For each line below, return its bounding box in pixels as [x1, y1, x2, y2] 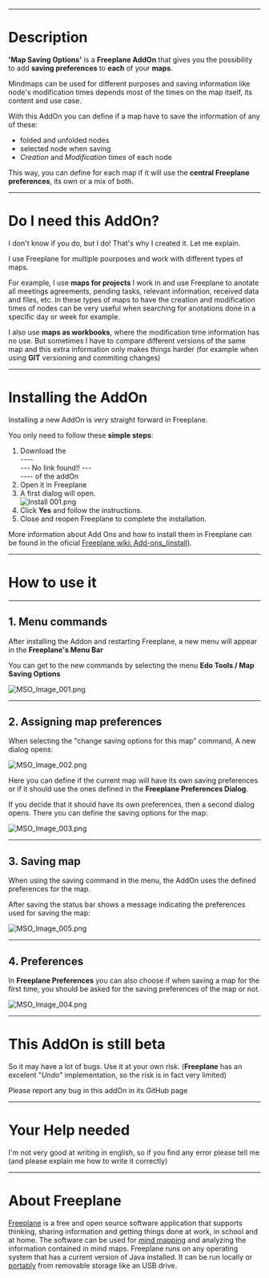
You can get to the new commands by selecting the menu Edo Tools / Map [8, 660, 255, 670]
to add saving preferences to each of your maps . [8, 63, 174, 73]
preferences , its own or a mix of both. [8, 176, 134, 186]
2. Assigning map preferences [8, 715, 163, 728]
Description [8, 29, 88, 46]
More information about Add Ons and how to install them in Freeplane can [8, 529, 252, 539]
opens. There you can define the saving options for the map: [8, 808, 208, 818]
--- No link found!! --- [19, 463, 92, 472]
